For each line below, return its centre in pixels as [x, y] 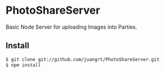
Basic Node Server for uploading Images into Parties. [71, 27]
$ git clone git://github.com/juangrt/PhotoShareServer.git [83, 59]
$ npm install [23, 65]
